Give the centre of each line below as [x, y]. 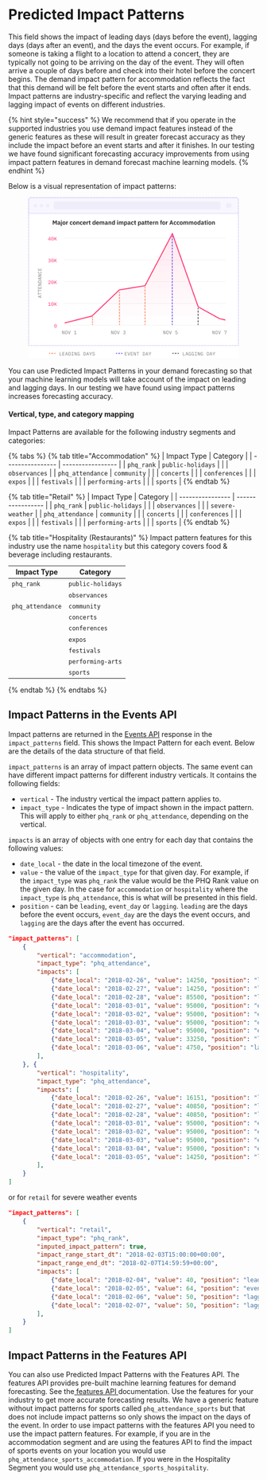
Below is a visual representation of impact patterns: [92, 186]
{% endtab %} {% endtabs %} [58, 690]
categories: [27, 440]
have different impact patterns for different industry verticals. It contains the [133, 775]
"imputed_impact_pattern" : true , [92, 1247]
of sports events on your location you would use [87, 1451]
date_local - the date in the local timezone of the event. [111, 863]
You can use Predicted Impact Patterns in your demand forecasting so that [130, 370]
